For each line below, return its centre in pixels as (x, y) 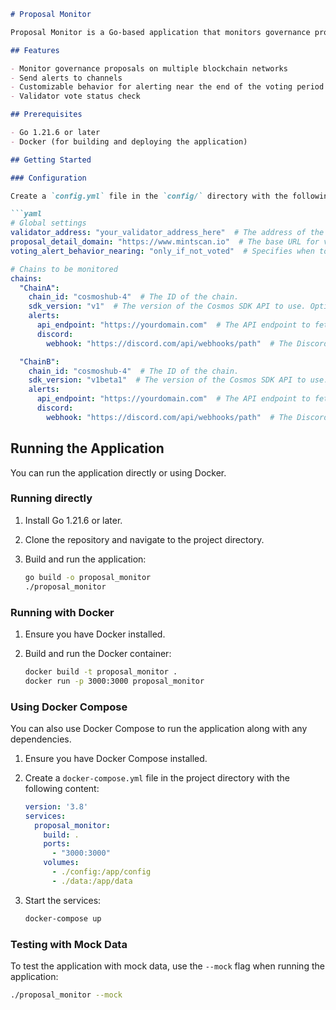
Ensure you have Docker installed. (95, 634)
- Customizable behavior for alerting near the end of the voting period (167, 87)
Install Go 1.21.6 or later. (73, 520)
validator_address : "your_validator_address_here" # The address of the (167, 233)
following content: (62, 788)
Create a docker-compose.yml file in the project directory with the (157, 777)
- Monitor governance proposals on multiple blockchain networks (149, 68)
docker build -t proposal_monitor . (101, 671)
